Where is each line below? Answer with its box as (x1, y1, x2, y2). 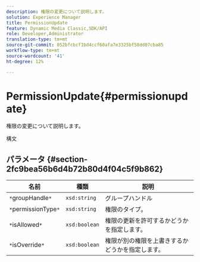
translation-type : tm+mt (6, 36, 68, 42)
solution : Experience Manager (6, 14, 82, 20)
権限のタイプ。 (105, 205, 147, 214)
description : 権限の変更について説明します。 (6, 8, 107, 15)
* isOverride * (9, 241, 45, 249)
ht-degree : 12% (6, 58, 44, 64)
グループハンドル (105, 194, 153, 202)
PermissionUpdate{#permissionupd (6, 89, 189, 103)
